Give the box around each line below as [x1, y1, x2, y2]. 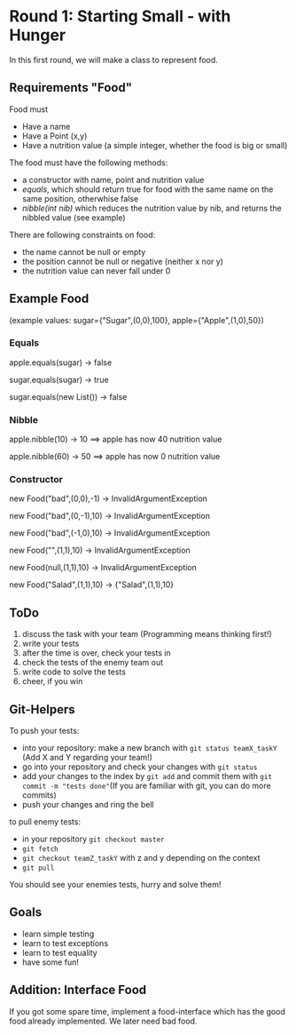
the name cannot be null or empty [21, 246, 146, 257]
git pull [21, 864, 55, 872]
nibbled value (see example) [21, 211, 126, 223]
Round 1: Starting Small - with [9, 6, 231, 27]
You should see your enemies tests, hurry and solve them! [9, 880, 222, 890]
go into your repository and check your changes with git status [21, 761, 258, 772]
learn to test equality [21, 947, 97, 958]
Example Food [9, 291, 90, 307]
